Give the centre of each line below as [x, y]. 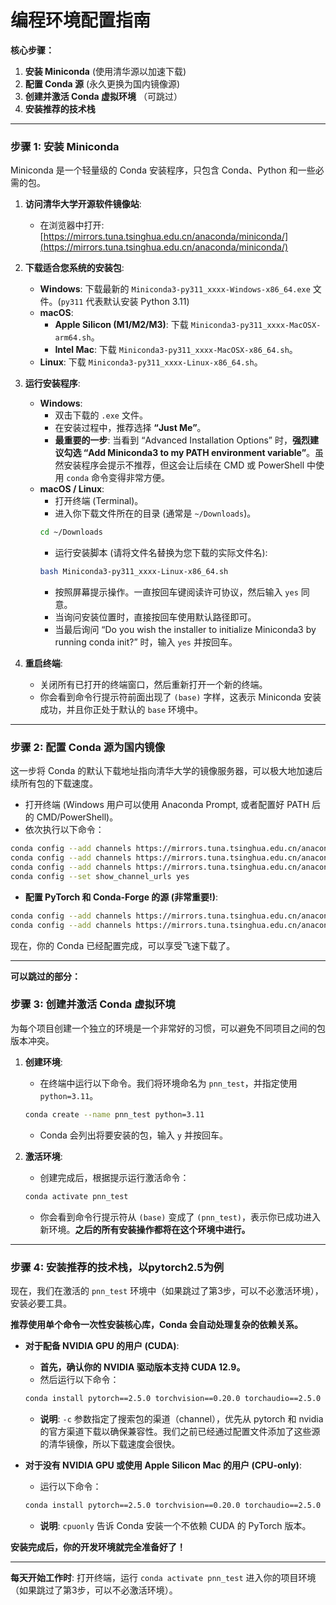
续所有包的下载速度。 [54, 783]
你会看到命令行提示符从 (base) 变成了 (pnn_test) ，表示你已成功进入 [180, 1217]
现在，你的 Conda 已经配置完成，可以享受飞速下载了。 [123, 945]
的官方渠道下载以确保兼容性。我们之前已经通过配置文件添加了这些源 [180, 1431]
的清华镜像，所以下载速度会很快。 [110, 1443]
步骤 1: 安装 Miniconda [65, 146]
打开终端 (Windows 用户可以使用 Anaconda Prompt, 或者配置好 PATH [167, 805]
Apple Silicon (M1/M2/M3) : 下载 [121, 325]
